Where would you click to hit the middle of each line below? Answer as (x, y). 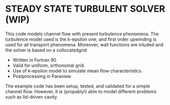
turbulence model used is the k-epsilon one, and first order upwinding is (81, 39)
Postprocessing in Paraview (42, 76)
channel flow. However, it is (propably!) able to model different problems (81, 91)
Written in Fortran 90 (34, 60)
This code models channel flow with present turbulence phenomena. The (82, 34)
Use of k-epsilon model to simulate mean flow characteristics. (78, 71)
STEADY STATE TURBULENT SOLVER (85, 9)
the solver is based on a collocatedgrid (46, 50)
